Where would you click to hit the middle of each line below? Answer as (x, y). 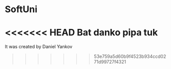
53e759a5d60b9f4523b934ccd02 (130, 56)
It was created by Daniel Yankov (39, 47)
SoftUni (21, 9)
